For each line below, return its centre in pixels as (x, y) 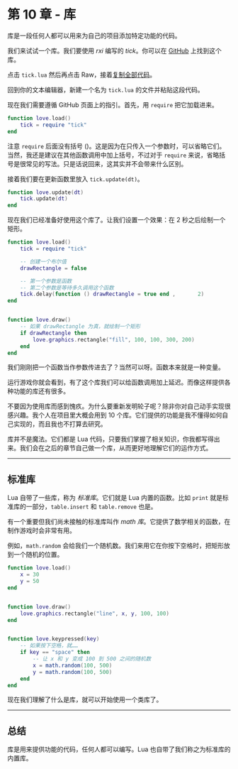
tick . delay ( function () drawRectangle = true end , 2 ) (112, 294)
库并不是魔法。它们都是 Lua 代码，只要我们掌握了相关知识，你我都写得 (110, 439)
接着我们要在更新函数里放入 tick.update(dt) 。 (75, 179)
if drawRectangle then (53, 333)
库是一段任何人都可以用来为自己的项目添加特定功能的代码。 (94, 36)
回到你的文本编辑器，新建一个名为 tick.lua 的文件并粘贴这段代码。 (106, 89)
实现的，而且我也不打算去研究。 (60, 424)
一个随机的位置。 (38, 555)
